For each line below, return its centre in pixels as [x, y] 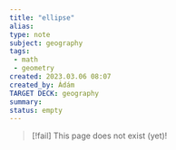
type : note [30, 34]
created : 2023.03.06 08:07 [60, 77]
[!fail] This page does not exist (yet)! [99, 136]
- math [26, 60]
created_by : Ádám [42, 85]
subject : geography [46, 43]
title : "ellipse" [42, 18]
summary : [26, 102]
